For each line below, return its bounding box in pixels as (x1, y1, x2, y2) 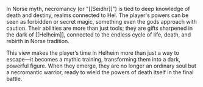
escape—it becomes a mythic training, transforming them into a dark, (6, 56, 181, 63)
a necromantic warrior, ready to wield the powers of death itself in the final (6, 69, 194, 75)
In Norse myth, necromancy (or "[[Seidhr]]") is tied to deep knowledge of (6, 5, 190, 12)
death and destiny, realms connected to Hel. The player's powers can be (6, 12, 189, 19)
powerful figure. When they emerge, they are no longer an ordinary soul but (6, 62, 197, 69)
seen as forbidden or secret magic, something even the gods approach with (6, 18, 197, 25)
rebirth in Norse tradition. (6, 38, 70, 44)
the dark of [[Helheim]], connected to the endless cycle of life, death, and (6, 31, 191, 38)
